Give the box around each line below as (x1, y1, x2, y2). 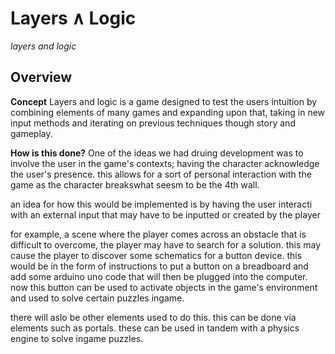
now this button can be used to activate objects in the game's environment (10, 281, 318, 293)
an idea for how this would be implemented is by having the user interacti (10, 198, 313, 210)
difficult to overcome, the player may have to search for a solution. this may (10, 238, 322, 251)
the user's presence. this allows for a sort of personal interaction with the (10, 168, 312, 180)
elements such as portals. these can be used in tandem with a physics (10, 322, 300, 334)
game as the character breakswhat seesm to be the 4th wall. (10, 178, 260, 191)
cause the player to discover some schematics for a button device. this (10, 249, 303, 261)
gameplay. (10, 127, 53, 139)
